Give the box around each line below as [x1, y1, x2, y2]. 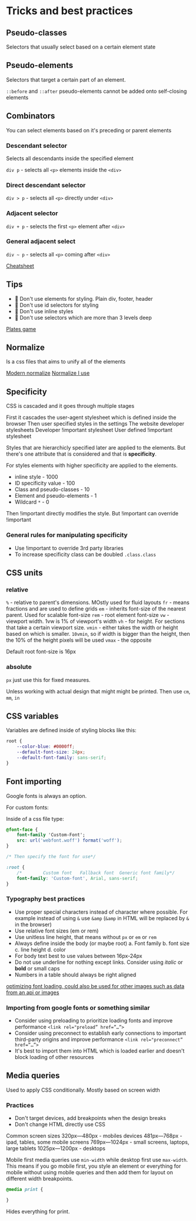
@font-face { [6, 826, 38, 833]
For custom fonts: [6, 804, 49, 811]
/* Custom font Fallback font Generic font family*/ [16, 870, 175, 876]
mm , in [6, 694, 20, 701]
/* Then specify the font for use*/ [6, 854, 96, 860]
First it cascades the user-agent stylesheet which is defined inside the [6, 414, 177, 421]
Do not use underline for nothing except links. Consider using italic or [14, 959, 184, 966]
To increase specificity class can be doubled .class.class [14, 551, 157, 558]
